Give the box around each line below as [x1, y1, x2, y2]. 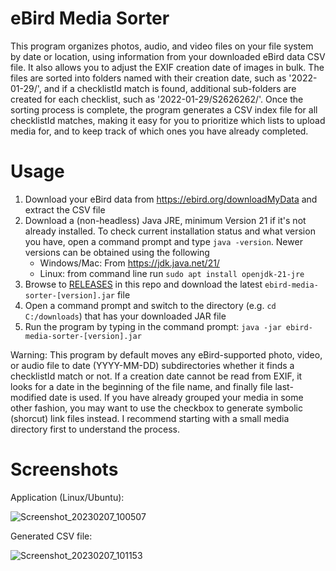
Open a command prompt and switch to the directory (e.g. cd [24, 299, 277, 311]
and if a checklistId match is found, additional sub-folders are [43, 82, 297, 94]
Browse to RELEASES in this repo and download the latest [24, 278, 263, 290]
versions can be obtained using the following [24, 246, 210, 258]
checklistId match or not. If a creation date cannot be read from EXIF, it [10, 370, 303, 382]
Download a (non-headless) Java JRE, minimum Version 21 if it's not [24, 214, 307, 226]
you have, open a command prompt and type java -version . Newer [24, 235, 303, 247]
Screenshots [10, 458, 119, 481]
